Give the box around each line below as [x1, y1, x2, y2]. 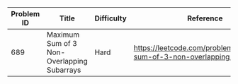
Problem [11, 9, 40, 18]
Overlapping [46, 56, 88, 66]
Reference [187, 13, 223, 23]
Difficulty [94, 13, 127, 23]
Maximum [46, 30, 80, 40]
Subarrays [46, 65, 81, 75]
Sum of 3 [46, 39, 78, 48]
